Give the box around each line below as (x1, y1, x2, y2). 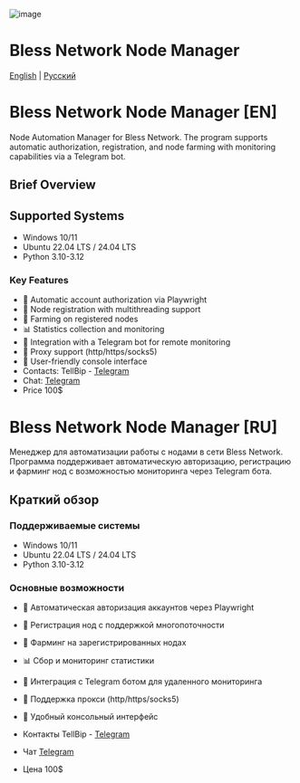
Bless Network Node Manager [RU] (9, 416, 278, 437)
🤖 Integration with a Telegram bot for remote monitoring (22, 337, 231, 348)
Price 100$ (22, 385, 63, 396)
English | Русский (9, 70, 76, 81)
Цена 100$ (22, 764, 63, 775)
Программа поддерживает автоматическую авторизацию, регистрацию (9, 456, 292, 467)
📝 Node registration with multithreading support (22, 304, 201, 315)
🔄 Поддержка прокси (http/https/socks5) (22, 693, 179, 705)
